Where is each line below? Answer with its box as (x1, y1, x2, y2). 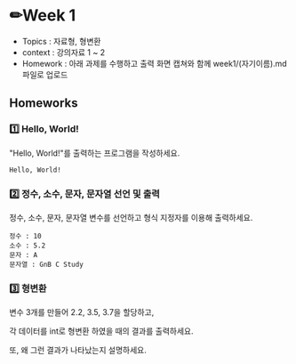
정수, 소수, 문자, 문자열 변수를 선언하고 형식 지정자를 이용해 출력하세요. (9, 212, 253, 222)
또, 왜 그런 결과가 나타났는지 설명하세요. (9, 344, 147, 356)
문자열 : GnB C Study (9, 260, 84, 269)
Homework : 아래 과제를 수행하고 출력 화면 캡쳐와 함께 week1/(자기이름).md (21, 58, 287, 69)
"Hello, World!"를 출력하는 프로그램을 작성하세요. (9, 148, 180, 158)
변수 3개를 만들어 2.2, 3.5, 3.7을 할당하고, (9, 307, 155, 318)
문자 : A (9, 250, 38, 259)
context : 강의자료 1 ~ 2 (21, 46, 105, 58)
